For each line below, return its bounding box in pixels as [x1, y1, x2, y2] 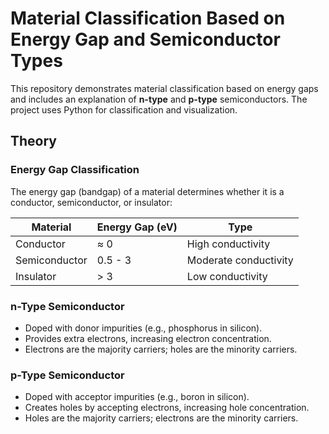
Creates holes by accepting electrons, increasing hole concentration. [24, 402, 310, 414]
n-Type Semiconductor [10, 299, 125, 313]
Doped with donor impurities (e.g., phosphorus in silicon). [24, 322, 263, 334]
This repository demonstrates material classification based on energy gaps [10, 82, 319, 94]
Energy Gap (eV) [96, 220, 178, 234]
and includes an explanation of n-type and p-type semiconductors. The [10, 93, 308, 105]
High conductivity [186, 237, 271, 251]
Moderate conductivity [186, 253, 294, 267]
